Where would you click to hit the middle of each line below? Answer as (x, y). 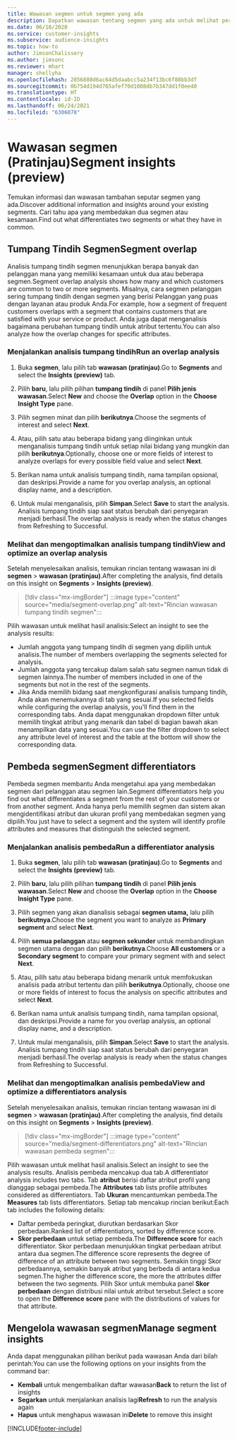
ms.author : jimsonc (36, 60)
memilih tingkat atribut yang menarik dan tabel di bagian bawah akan (118, 722)
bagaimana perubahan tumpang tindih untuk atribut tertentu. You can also (114, 326)
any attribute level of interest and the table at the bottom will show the (119, 737)
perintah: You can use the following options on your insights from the (107, 1363)
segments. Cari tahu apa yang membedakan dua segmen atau (98, 212)
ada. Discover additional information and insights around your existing (108, 204)
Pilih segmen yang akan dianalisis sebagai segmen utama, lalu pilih (116, 913)
